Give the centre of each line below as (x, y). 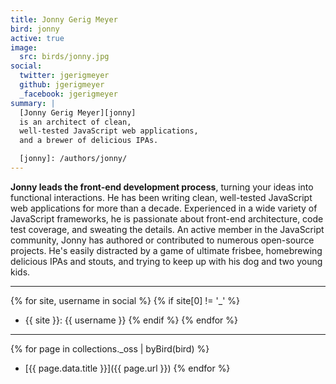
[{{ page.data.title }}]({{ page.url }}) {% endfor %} (127, 368)
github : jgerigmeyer (62, 85)
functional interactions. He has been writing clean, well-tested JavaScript (161, 197)
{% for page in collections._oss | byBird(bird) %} (110, 348)
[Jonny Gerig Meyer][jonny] (78, 112)
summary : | (33, 103)
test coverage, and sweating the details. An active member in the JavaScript (167, 229)
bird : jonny (35, 29)
